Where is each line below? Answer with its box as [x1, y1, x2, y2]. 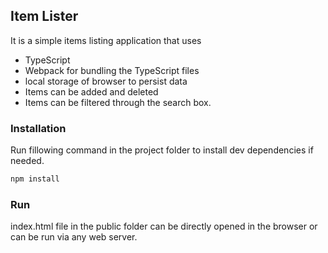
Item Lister [10, 8, 79, 25]
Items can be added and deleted [24, 85, 159, 98]
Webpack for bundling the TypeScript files [24, 64, 200, 76]
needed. [10, 155, 45, 167]
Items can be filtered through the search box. [24, 96, 212, 108]
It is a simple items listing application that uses [10, 34, 202, 46]
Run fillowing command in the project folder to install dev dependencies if [10, 144, 314, 156]
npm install [10, 174, 60, 184]
